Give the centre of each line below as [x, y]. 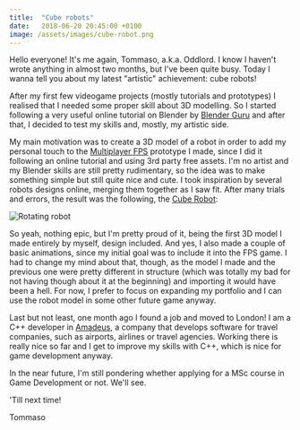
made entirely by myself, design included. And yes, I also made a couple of [148, 244]
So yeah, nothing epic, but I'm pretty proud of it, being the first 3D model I [146, 234]
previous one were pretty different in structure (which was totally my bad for [150, 272]
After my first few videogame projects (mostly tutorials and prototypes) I [142, 96]
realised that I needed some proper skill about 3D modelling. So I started [143, 106]
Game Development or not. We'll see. [78, 383]
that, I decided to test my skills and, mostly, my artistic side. [120, 125]
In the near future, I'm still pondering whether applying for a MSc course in [147, 374]
